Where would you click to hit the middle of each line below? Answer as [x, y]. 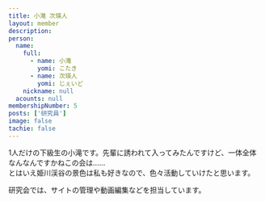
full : [32, 53]
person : [21, 38]
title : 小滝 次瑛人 [38, 16]
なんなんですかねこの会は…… [57, 162]
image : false [30, 121]
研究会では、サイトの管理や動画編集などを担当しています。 [107, 190]
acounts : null [39, 99]
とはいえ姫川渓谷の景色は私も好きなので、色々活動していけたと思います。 [132, 173]
